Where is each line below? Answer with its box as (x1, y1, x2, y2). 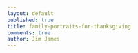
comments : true (7, 29, 51, 36)
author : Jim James (7, 36, 60, 43)
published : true (7, 17, 54, 23)
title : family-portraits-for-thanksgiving (7, 23, 131, 30)
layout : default (7, 10, 54, 17)
